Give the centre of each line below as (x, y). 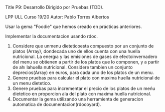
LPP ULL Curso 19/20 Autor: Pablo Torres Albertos (57, 17)
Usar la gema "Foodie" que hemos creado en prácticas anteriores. (73, 26)
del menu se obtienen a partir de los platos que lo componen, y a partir (86, 62)
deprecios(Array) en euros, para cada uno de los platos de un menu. (83, 72)
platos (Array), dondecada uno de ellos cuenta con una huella (76, 51)
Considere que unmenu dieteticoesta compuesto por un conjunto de (83, 46)
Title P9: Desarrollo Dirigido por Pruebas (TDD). (54, 7)
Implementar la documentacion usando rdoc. (51, 36)
